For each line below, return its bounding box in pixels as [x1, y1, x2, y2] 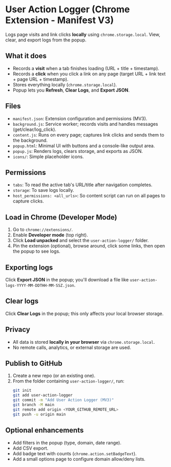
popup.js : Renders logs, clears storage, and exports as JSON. [12, 148, 143, 154]
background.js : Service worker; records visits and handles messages [12, 121, 158, 127]
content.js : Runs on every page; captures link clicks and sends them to [12, 131, 165, 138]
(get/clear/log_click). [12, 126, 56, 132]
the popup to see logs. [12, 248, 60, 254]
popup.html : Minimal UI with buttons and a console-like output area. [12, 142, 155, 149]
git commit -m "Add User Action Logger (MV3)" [12, 397, 114, 403]
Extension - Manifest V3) [5, 14, 114, 26]
